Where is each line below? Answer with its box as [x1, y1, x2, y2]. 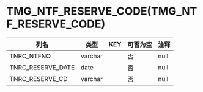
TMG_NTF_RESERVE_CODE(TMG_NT [6, 4, 197, 18]
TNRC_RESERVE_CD [9, 74, 68, 83]
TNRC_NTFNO [9, 52, 51, 60]
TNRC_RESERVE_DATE [9, 63, 75, 71]
